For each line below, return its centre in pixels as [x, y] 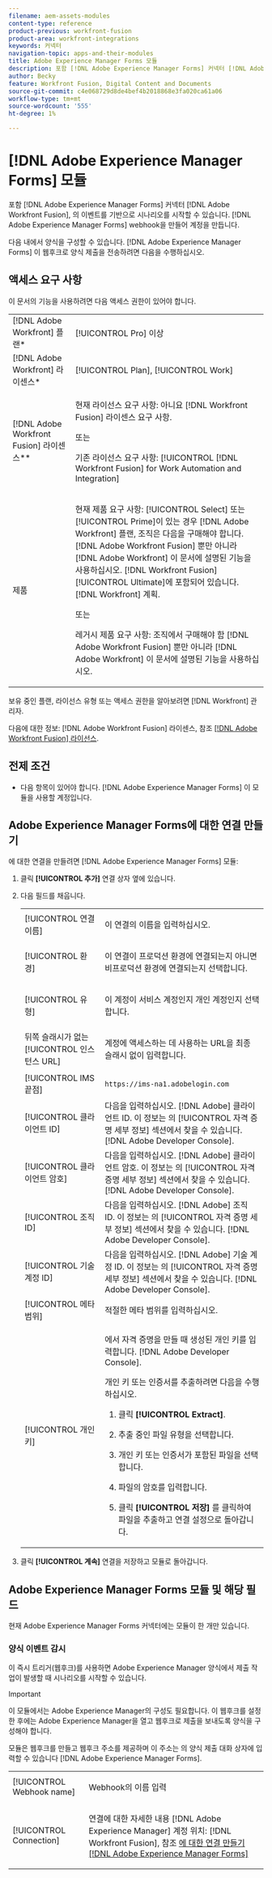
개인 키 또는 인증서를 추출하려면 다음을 [174, 1383]
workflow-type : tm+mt [45, 99]
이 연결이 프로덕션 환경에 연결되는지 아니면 [181, 956]
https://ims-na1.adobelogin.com [167, 1084]
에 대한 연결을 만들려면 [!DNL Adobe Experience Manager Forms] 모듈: [123, 861]
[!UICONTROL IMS [59, 1078]
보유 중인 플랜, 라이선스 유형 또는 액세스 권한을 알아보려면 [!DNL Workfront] [129, 700]
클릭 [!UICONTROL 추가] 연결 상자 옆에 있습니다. [98, 878]
